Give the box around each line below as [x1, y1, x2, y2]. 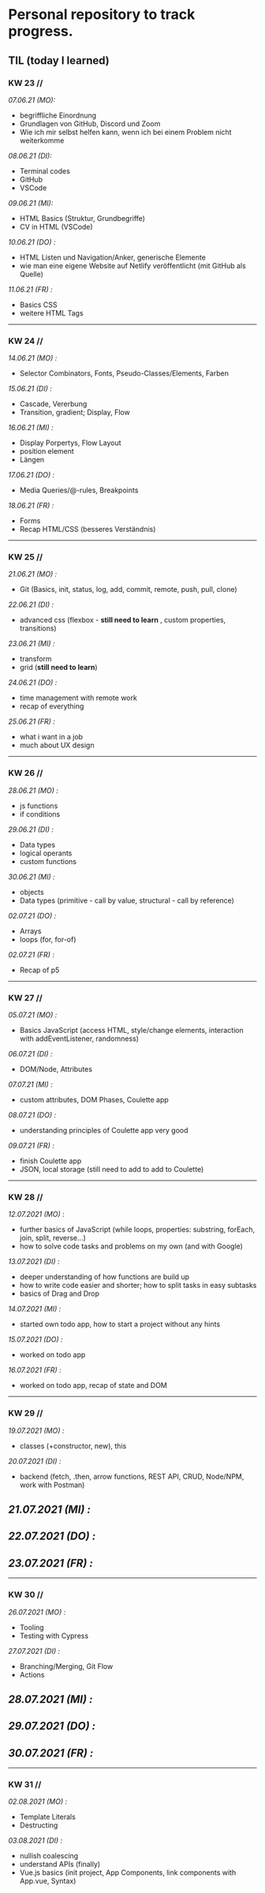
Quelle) [19, 269, 43, 279]
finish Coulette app [19, 1156, 82, 1165]
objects [19, 887, 45, 896]
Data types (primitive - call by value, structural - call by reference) [19, 896, 235, 905]
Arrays [19, 926, 42, 936]
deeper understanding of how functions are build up [19, 1272, 190, 1281]
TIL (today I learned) [8, 54, 110, 67]
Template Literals [19, 1813, 77, 1822]
